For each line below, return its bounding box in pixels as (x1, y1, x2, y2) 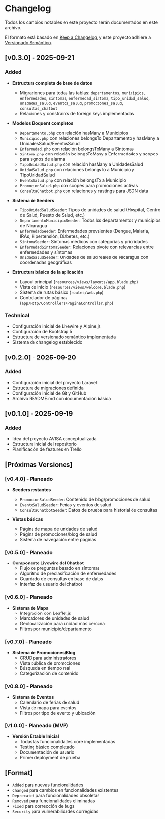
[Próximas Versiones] (5, 461, 73, 469)
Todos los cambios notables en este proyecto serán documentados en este (5, 19, 158, 25)
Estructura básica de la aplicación (12, 269, 84, 275)
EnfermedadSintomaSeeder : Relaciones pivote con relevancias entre (19, 244, 154, 250)
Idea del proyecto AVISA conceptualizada (12, 436, 97, 442)
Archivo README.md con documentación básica (12, 395, 111, 401)
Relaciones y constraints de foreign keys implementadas (19, 110, 134, 116)
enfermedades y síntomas (19, 249, 73, 255)
